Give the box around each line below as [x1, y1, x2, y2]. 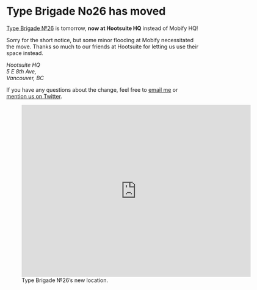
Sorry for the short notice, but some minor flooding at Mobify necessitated [6, 36, 194, 43]
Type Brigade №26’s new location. [21, 277, 109, 284]
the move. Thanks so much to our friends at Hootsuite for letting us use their [6, 43, 198, 50]
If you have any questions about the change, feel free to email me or [6, 86, 178, 93]
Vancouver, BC [6, 74, 44, 81]
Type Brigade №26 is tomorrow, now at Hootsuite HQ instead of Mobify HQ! [6, 24, 198, 32]
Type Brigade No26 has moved [6, 4, 166, 18]
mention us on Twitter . [6, 92, 63, 100]
